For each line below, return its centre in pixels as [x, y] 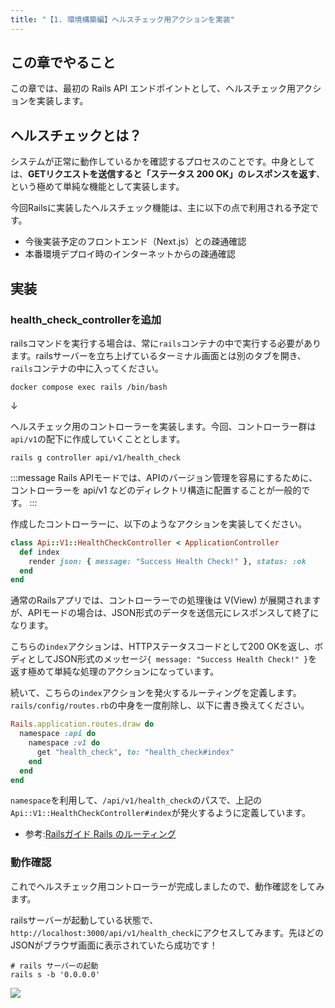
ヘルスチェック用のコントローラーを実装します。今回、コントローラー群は [163, 426]
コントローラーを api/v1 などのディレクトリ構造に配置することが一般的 [156, 490]
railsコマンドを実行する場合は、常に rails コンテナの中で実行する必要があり [166, 343]
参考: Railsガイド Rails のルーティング [100, 834]
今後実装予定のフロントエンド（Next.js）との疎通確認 [135, 242]
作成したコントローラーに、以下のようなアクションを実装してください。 [159, 523]
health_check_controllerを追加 [86, 319]
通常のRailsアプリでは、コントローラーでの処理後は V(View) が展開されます [166, 600]
